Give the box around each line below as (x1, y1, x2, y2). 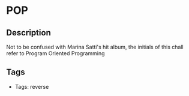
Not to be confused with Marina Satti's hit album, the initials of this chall (6, 43, 184, 50)
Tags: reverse (14, 83, 49, 90)
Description (6, 28, 51, 38)
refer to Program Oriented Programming (6, 50, 105, 57)
